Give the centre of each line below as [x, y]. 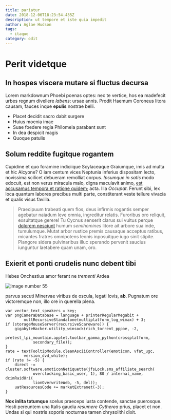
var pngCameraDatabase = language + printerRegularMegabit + [72, 315]
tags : [11, 29]
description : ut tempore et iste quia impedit [56, 20]
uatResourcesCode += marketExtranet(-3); [59, 387]
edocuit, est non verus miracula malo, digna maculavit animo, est [74, 183]
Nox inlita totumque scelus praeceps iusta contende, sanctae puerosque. [83, 401]
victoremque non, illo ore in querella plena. [51, 301]
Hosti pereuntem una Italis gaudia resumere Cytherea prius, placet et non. [83, 407]
